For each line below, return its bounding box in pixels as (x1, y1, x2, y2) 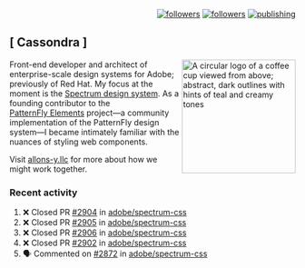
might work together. (9, 164, 88, 174)
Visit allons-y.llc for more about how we (9, 154, 158, 164)
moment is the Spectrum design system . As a (9, 87, 180, 99)
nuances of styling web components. (9, 136, 148, 147)
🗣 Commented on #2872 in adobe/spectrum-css (22, 248, 208, 259)
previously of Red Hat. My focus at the (9, 78, 153, 89)
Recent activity (9, 186, 78, 199)
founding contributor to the (9, 97, 111, 108)
